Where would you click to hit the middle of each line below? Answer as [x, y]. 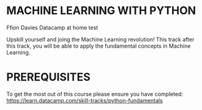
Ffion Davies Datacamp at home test [52, 28]
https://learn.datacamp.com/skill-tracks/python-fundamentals [85, 100]
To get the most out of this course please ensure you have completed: [95, 94]
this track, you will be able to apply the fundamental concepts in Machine [99, 46]
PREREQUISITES [48, 77]
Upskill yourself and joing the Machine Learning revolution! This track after [100, 39]
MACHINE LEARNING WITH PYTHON [101, 11]
